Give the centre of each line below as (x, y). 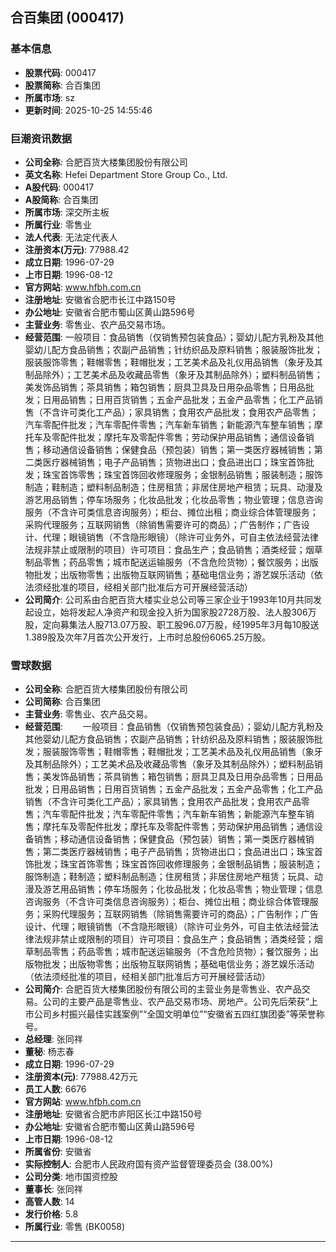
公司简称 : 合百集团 (62, 702)
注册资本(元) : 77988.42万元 (81, 1077)
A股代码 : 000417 (59, 187)
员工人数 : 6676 (55, 1089)
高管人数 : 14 (49, 1202)
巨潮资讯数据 (41, 138)
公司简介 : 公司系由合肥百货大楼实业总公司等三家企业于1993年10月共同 (168, 599)
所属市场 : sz (49, 97)
